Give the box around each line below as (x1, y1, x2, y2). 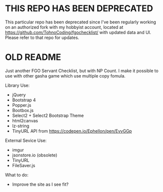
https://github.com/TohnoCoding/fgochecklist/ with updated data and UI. (5, 29, 152, 35)
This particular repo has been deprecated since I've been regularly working (5, 19, 157, 25)
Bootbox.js (12, 107, 34, 113)
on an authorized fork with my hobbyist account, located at (5, 24, 124, 30)
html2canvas (12, 117, 38, 123)
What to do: (5, 172, 29, 178)
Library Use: (5, 82, 30, 88)
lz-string (12, 123, 29, 129)
